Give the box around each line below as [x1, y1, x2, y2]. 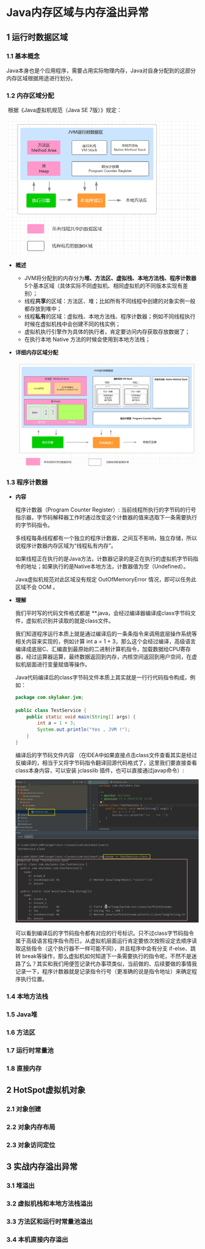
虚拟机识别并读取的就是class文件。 [26, 617, 114, 624]
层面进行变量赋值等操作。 [26, 660, 90, 668]
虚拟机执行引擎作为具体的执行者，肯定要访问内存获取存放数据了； [24, 328, 190, 336]
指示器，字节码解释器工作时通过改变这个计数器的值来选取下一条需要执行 [15, 513, 197, 521]
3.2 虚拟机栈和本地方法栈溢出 [6, 1199, 93, 1208]
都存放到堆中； [24, 305, 62, 312]
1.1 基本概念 [6, 51, 40, 60]
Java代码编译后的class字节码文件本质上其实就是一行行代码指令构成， [15, 673, 190, 681]
